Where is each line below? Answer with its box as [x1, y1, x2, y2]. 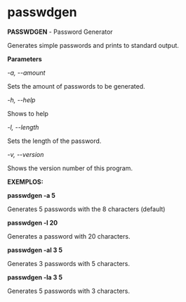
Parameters [7, 54, 42, 63]
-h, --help [7, 96, 36, 104]
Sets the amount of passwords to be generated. [7, 82, 145, 90]
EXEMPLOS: [7, 177, 44, 186]
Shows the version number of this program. [7, 163, 133, 172]
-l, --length [7, 122, 39, 131]
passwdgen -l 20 [7, 218, 58, 227]
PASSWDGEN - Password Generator [7, 27, 114, 36]
